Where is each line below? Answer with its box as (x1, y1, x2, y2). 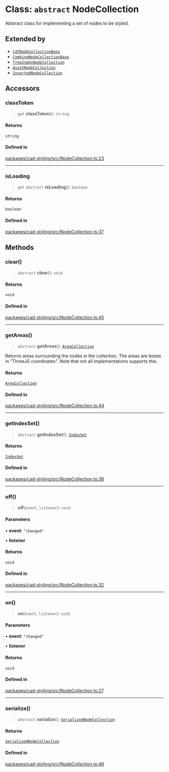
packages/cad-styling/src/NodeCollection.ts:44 (5, 403, 105, 409)
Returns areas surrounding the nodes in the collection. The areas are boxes (5, 353, 161, 359)
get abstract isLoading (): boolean (17, 184, 88, 190)
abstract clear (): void (17, 270, 63, 276)
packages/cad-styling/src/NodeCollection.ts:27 (5, 687, 104, 693)
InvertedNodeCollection (12, 71, 63, 76)
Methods (5, 243, 34, 251)
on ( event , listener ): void (17, 611, 70, 617)
